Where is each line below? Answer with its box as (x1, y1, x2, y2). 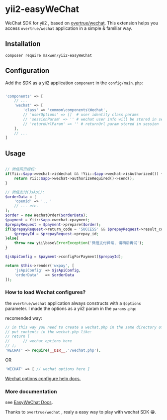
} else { (5, 236, 19, 241)
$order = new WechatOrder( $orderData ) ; (5, 213, 88, 218)
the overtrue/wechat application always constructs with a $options (5, 300, 141, 306)
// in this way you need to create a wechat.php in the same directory (5, 325, 157, 330)
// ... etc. (14, 203, 39, 209)
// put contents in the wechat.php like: (5, 329, 92, 334)
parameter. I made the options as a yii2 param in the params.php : (5, 305, 137, 311)
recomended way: (5, 315, 42, 321)
